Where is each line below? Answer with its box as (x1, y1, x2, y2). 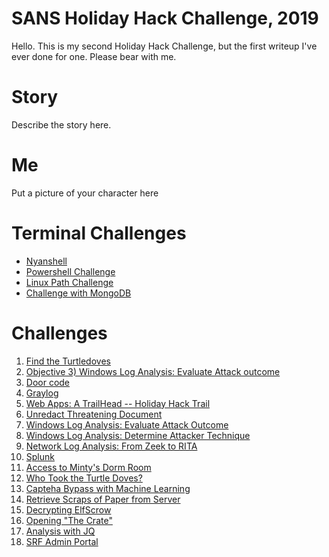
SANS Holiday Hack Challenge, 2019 (11, 7, 319, 30)
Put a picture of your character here (11, 187, 159, 199)
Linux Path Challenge (25, 276, 114, 288)
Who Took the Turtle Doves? (25, 472, 143, 484)
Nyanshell (25, 255, 68, 267)
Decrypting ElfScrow (25, 503, 112, 516)
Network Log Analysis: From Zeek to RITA (25, 440, 198, 452)
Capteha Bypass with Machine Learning (25, 482, 191, 494)
